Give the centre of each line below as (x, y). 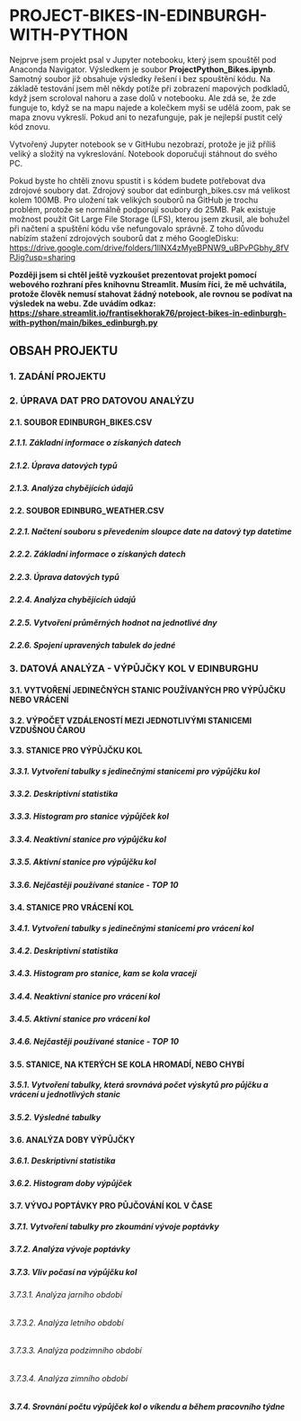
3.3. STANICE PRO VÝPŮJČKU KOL (76, 751)
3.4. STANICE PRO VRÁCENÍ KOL (72, 907)
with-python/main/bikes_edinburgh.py (84, 322)
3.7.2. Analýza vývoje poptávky (70, 1249)
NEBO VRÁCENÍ (39, 700)
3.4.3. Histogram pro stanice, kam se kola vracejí (103, 973)
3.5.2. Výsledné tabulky (55, 1117)
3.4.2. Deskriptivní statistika (64, 950)
